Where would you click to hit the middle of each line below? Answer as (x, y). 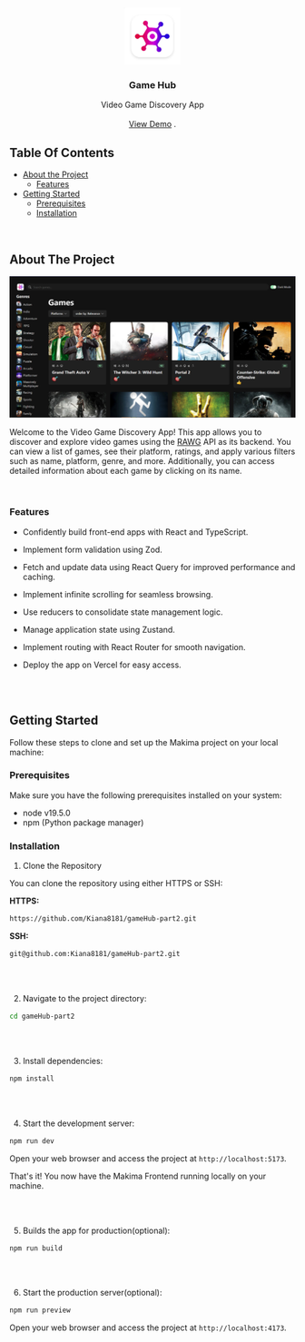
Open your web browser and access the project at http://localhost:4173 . (148, 1327)
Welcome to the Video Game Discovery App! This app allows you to (136, 432)
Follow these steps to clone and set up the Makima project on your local (144, 742)
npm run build (36, 1248)
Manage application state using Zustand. (98, 629)
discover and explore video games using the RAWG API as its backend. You (151, 442)
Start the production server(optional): (92, 1293)
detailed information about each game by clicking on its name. (126, 471)
